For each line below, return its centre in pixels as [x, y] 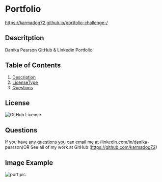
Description [24, 77]
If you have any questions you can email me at [52, 142]
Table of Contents [33, 65]
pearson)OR [17, 147]
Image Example [29, 163]
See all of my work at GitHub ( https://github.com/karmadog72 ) [94, 147]
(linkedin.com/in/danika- [125, 142]
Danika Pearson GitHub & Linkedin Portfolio [49, 50]
